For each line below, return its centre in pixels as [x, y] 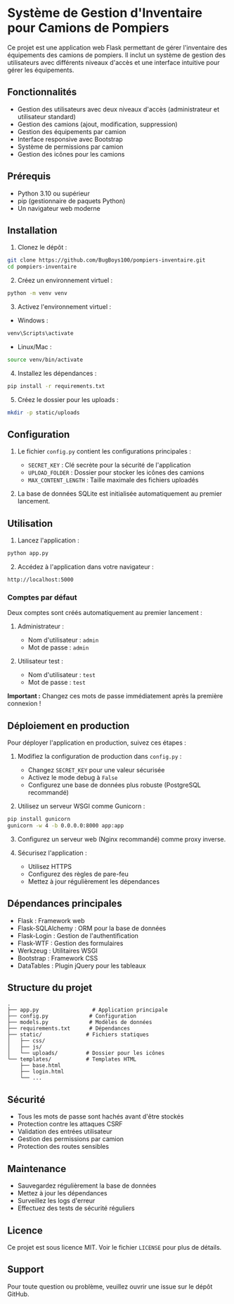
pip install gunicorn [39, 819]
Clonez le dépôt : [42, 248]
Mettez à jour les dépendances [62, 1193]
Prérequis [29, 177]
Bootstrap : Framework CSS [58, 958]
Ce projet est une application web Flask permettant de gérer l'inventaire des [117, 47]
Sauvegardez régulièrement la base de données [87, 1186]
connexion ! [24, 704]
